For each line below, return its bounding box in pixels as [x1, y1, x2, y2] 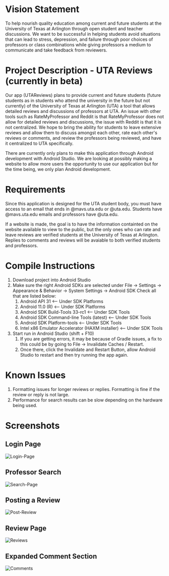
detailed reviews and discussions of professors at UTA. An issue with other [5, 108, 161, 114]
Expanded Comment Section [5, 552, 97, 560]
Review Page [5, 524, 47, 533]
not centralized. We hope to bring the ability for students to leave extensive [5, 124, 161, 130]
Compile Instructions [5, 260, 95, 271]
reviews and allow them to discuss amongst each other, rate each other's [5, 130, 157, 136]
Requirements [5, 184, 66, 195]
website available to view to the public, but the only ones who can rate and [5, 226, 160, 233]
